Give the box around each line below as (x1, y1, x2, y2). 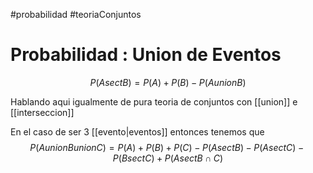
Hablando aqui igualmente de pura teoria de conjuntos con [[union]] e (10, 95, 298, 108)
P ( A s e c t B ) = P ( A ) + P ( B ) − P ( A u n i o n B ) (89, 76, 247, 88)
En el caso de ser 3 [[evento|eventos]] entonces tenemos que (10, 125, 265, 138)
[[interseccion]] (10, 106, 75, 118)
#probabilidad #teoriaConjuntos (10, 9, 142, 20)
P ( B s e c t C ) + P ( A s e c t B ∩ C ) (112, 152, 224, 164)
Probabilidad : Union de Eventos (10, 44, 282, 66)
